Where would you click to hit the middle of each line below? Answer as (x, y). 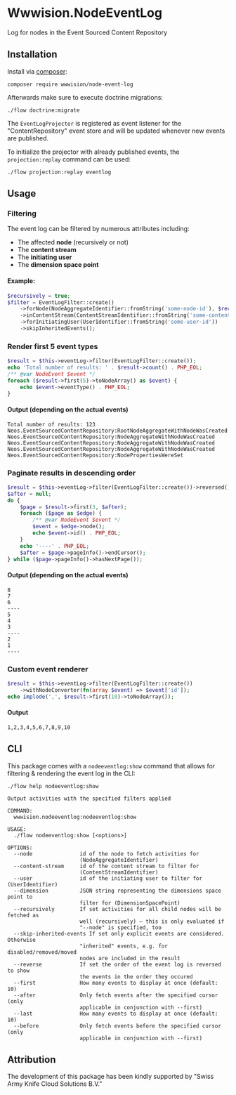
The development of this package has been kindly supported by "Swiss (111, 1077)
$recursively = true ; (39, 296)
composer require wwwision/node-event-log (70, 84)
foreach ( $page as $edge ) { (61, 513)
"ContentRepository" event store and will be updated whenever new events (116, 131)
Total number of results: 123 (52, 424)
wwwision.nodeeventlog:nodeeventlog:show (75, 817)
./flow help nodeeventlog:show (53, 786)
